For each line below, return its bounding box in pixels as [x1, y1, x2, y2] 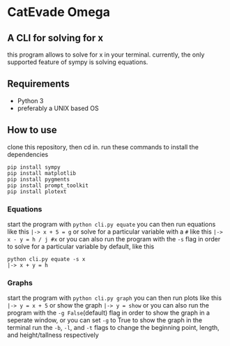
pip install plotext [7, 188, 68, 195]
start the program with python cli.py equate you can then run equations [7, 220, 216, 228]
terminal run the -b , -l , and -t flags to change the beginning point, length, [7, 324, 220, 332]
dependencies [7, 150, 49, 158]
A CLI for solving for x [7, 32, 103, 44]
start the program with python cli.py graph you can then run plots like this [7, 294, 222, 302]
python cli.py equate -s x [7, 255, 86, 262]
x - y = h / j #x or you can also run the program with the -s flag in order [7, 234, 221, 243]
